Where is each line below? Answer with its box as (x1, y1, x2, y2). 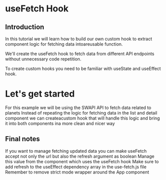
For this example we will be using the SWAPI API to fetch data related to (5, 105, 152, 111)
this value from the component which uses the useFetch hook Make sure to (5, 158, 159, 164)
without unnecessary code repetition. (5, 56, 82, 62)
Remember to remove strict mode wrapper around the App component (5, 169, 150, 175)
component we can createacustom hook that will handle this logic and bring (5, 115, 160, 121)
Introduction (5, 23, 45, 31)
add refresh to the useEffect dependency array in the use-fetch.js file (5, 164, 147, 170)
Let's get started (5, 88, 75, 100)
